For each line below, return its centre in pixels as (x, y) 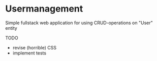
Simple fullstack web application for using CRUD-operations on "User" (79, 23)
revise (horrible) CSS (35, 47)
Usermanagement (44, 9)
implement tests (29, 53)
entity (11, 28)
